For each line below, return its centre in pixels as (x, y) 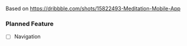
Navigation (27, 37)
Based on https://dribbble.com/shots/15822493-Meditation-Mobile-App (93, 9)
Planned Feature (30, 24)
